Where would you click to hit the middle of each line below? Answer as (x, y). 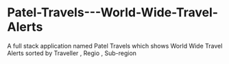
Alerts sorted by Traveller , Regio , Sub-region (72, 53)
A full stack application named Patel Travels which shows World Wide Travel (115, 46)
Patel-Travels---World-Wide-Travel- (112, 13)
